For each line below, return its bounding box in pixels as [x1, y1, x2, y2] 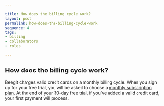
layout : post [5, 16, 32, 21]
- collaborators [5, 39, 38, 44]
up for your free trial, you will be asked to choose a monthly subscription [5, 84, 152, 90]
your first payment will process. [5, 95, 69, 101]
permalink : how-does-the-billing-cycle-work [5, 21, 98, 26]
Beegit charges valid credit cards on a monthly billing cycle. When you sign [5, 79, 157, 85]
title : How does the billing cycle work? [5, 11, 91, 16]
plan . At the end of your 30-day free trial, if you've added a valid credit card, [5, 90, 160, 96]
